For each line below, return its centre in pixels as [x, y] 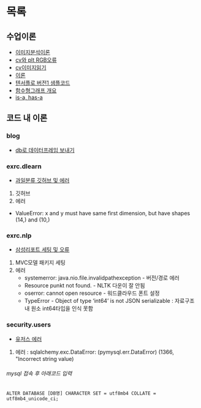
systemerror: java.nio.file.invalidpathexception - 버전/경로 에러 [102, 278]
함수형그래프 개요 [36, 91]
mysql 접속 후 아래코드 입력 [39, 374]
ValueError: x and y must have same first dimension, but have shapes [103, 213]
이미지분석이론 [32, 52]
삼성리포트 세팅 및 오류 [42, 250]
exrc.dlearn [24, 166]
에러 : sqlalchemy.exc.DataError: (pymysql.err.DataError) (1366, [95, 352]
